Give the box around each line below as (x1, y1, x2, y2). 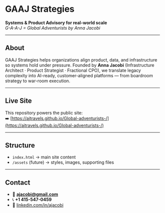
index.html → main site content (12, 154, 76, 160)
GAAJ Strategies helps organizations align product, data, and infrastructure (5, 57, 158, 62)
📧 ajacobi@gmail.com (12, 191, 58, 197)
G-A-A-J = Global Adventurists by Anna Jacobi (5, 25, 101, 30)
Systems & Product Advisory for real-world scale (5, 20, 107, 26)
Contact (5, 178, 30, 186)
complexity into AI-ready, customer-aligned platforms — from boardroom (5, 72, 153, 78)
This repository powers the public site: (5, 110, 83, 116)
